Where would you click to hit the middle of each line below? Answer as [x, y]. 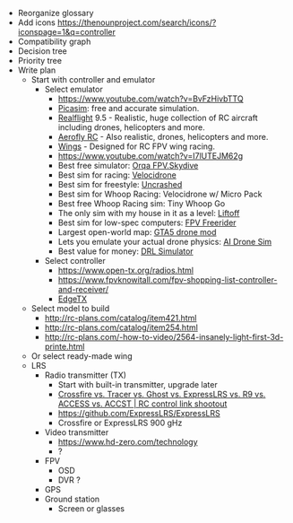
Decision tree [42, 51]
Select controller [75, 261]
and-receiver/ [83, 289]
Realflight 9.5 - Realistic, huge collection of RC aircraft [158, 118]
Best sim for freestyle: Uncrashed [120, 184]
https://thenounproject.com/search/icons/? [137, 22]
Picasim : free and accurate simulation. [129, 108]
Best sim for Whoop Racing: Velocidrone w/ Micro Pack [160, 194]
